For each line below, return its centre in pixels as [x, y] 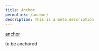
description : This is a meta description [50, 19]
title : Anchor [20, 10]
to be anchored [21, 44]
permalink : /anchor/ [27, 15]
